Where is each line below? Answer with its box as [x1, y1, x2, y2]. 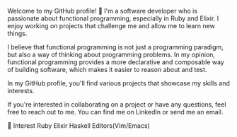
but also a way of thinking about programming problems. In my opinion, [7, 50, 216, 59]
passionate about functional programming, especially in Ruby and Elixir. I [7, 14, 219, 23]
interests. [7, 87, 35, 95]
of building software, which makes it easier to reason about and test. [7, 66, 207, 73]
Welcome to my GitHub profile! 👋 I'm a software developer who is [7, 7, 198, 15]
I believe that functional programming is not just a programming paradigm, [7, 43, 224, 51]
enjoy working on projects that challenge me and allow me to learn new [7, 22, 216, 30]
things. [7, 29, 28, 37]
